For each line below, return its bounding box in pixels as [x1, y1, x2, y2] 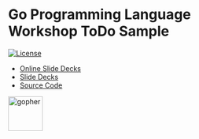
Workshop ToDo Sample [8, 22, 170, 40]
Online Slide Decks [19, 63, 81, 73]
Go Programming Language [8, 6, 191, 24]
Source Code [19, 81, 63, 90]
